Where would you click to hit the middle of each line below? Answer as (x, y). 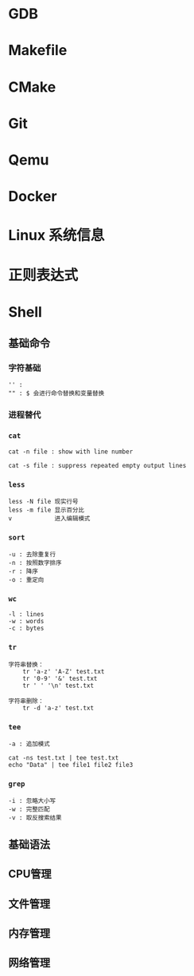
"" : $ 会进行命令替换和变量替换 (56, 393)
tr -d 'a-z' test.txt (58, 708)
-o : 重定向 (26, 580)
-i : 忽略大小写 (32, 801)
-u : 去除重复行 (32, 555)
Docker (33, 197)
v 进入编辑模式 (49, 518)
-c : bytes (26, 628)
